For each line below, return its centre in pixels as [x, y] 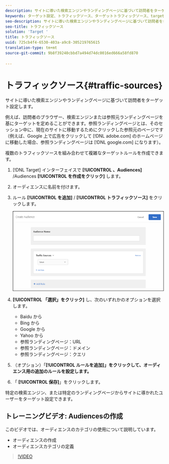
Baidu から [31, 316]
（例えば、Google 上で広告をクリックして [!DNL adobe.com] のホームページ [84, 136]
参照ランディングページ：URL [51, 341]
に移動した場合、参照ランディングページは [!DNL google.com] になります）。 [84, 142]
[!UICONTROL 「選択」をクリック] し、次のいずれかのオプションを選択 [87, 300]
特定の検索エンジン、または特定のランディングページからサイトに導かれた [82, 393]
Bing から [30, 323]
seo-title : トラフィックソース [34, 27]
